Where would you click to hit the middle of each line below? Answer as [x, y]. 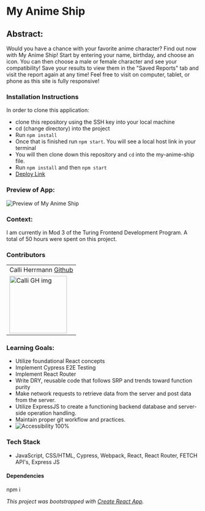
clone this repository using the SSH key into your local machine [95, 122]
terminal [26, 148]
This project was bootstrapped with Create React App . [75, 501]
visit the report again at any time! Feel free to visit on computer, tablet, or [98, 74]
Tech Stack [24, 442]
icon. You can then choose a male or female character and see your [92, 62]
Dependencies [25, 476]
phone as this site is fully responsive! [53, 81]
